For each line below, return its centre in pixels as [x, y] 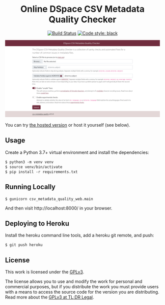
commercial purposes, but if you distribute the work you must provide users [82, 287]
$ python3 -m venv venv [29, 162]
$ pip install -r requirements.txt [41, 172]
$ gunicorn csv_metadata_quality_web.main [49, 199]
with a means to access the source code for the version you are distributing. [82, 292]
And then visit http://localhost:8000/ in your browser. [59, 208]
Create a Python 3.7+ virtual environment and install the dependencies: [77, 152]
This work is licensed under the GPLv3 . [45, 272]
